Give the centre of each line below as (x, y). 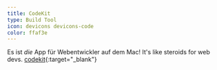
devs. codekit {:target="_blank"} (52, 60)
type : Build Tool (32, 20)
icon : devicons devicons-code (51, 26)
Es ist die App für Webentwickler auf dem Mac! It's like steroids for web (108, 52)
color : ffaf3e (28, 33)
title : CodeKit (29, 13)
